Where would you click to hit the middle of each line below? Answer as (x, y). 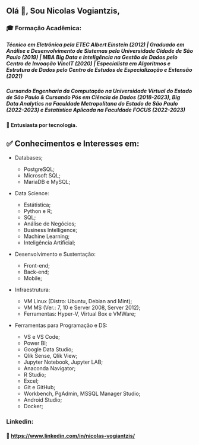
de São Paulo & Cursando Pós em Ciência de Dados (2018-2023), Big (93, 97)
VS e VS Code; (42, 337)
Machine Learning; (47, 236)
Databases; (29, 158)
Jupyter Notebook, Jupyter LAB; (63, 362)
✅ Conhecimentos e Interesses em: (73, 144)
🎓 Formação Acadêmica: (44, 28)
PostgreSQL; (39, 169)
